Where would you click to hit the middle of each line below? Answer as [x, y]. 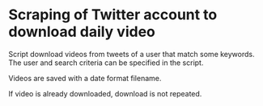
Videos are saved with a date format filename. [85, 78]
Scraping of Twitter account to [113, 15]
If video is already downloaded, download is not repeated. [105, 93]
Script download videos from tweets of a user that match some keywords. [131, 54]
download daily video [82, 32]
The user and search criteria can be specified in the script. [106, 63]
